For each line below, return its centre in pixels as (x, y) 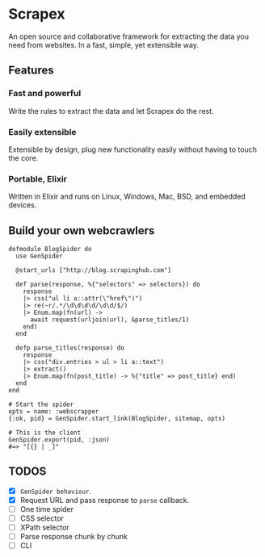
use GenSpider (39, 256)
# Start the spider (41, 404)
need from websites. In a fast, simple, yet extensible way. (104, 44)
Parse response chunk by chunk (74, 537)
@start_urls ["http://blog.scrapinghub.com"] (94, 270)
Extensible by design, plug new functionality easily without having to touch (132, 149)
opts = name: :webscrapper (54, 412)
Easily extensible (42, 132)
